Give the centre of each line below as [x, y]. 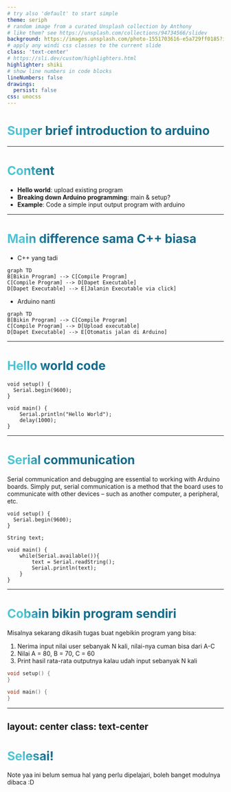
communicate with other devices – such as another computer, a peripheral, [113, 494]
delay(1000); [38, 420]
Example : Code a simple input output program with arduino [101, 205]
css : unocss [24, 97]
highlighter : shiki [35, 65]
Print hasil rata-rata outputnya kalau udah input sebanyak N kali [107, 660]
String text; [26, 538]
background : [24, 39]
